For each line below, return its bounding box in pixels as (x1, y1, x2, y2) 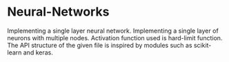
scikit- (193, 41, 212, 49)
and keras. (23, 48, 53, 57)
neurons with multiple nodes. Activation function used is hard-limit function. (7, 33, 223, 42)
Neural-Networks (7, 4, 110, 20)
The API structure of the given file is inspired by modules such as (7, 41, 192, 49)
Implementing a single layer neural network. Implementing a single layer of (7, 27, 219, 35)
